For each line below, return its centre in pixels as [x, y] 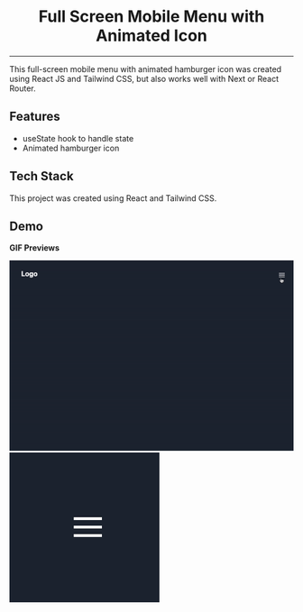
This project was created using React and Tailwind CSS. [113, 198]
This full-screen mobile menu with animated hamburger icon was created [146, 69]
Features [35, 117]
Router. [23, 88]
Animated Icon [151, 36]
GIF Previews [35, 248]
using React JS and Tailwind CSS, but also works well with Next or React [144, 78]
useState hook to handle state [78, 138]
